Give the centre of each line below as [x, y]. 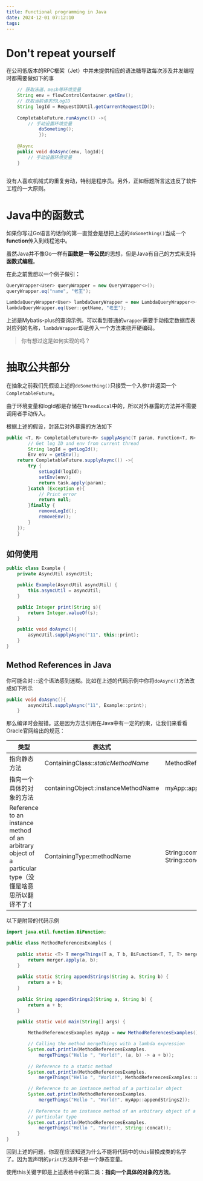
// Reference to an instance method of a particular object [105, 1089]
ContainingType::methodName [88, 857]
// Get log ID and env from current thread [83, 443]
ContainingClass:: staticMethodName [97, 763]
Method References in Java [59, 665]
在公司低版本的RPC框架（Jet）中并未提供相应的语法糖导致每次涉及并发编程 [100, 71]
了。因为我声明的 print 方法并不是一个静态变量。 [66, 1159]
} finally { [42, 506]
